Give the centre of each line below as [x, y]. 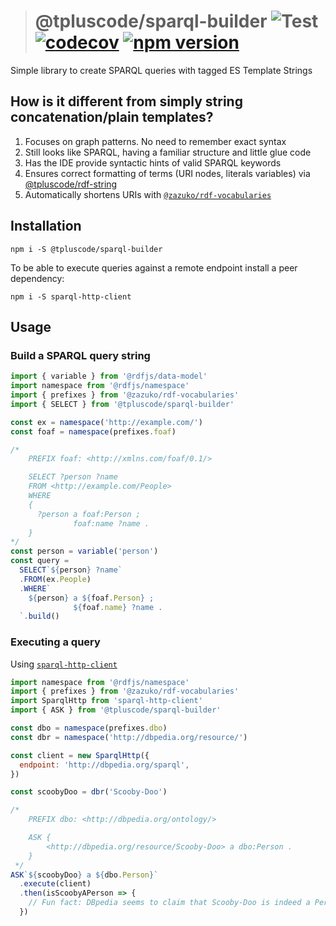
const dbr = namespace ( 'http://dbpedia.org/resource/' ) [129, 737]
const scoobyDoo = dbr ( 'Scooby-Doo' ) [89, 792]
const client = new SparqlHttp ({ [80, 755]
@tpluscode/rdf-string [71, 184]
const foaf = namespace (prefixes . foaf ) [93, 431]
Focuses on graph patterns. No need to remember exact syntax [155, 141]
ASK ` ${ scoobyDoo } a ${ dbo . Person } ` [84, 875]
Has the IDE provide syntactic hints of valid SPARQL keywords [153, 162]
